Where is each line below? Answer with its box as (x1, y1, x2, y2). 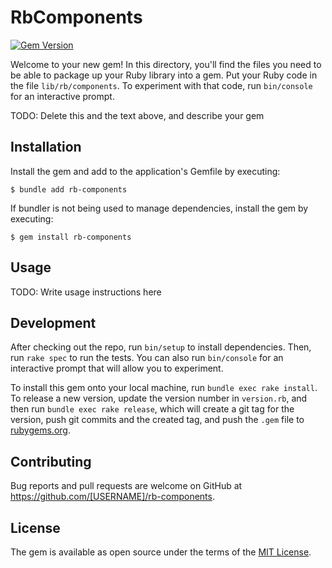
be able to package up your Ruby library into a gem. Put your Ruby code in (10, 69, 318, 81)
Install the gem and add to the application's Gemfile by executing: (10, 165, 281, 177)
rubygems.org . (10, 424, 71, 436)
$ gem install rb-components (10, 232, 132, 242)
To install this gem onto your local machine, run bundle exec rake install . (10, 382, 318, 394)
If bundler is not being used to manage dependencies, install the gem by (10, 202, 309, 214)
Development (10, 314, 97, 331)
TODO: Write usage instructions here (10, 286, 162, 298)
